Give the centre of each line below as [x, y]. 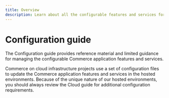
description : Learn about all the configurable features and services [81, 15]
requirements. [20, 90]
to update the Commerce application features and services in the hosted [80, 74]
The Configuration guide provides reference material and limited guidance [82, 54]
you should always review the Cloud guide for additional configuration [78, 85]
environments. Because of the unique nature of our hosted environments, [81, 79]
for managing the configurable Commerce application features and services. [84, 59]
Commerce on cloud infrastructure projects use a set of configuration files [82, 69]
